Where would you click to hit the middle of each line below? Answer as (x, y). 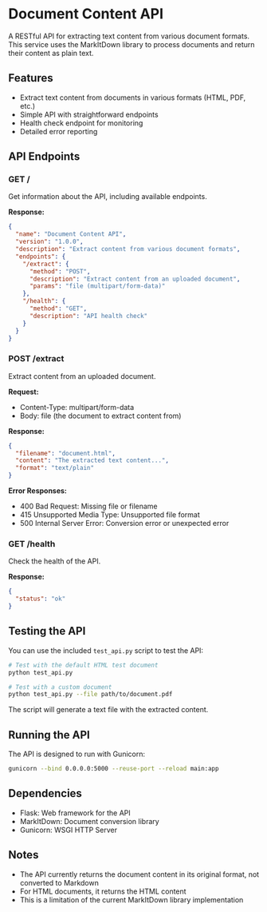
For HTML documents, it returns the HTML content (103, 891)
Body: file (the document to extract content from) (100, 416)
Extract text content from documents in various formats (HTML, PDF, (133, 98)
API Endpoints (44, 157)
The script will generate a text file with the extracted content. (108, 710)
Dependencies (45, 793)
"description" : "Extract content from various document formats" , (128, 249)
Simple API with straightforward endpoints (89, 114)
